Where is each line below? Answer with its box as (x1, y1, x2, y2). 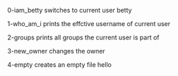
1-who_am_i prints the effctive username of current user (7, 20, 171, 27)
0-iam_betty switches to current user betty (7, 6, 132, 14)
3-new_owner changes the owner (7, 47, 106, 55)
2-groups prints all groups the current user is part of (7, 33, 160, 42)
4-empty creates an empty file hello (7, 61, 112, 69)
